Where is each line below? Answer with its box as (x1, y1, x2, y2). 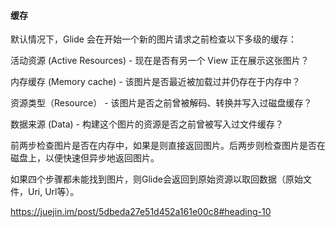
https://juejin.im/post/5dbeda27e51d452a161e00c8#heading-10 (10, 206, 272, 218)
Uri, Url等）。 (27, 186, 80, 198)
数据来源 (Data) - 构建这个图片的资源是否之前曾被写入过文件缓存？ (10, 118, 284, 130)
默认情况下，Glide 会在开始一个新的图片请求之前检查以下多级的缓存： (10, 33, 297, 45)
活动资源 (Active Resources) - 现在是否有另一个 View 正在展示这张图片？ (10, 55, 310, 67)
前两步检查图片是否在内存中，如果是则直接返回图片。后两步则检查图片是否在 (10, 140, 326, 152)
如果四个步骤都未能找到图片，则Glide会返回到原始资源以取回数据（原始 (10, 173, 303, 185)
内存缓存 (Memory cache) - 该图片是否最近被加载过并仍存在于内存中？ (10, 76, 301, 88)
